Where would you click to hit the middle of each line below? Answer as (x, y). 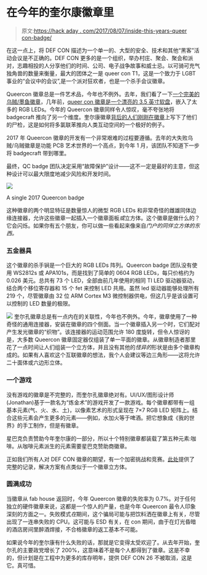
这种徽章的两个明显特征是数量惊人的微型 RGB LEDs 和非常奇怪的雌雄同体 (99, 210)
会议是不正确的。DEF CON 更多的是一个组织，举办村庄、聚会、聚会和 (100, 58)
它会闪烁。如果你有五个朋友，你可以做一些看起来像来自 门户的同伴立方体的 (100, 225)
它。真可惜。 (22, 565)
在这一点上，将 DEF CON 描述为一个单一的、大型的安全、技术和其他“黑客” (100, 50)
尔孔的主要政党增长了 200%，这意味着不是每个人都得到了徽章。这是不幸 (98, 550)
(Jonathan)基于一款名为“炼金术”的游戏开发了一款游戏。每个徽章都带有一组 (101, 402)
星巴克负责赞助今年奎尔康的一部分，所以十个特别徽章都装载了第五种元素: (99, 438)
